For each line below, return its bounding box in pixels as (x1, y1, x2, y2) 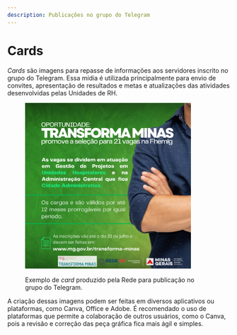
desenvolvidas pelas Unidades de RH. (7, 88, 118, 97)
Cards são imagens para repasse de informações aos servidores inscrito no (7, 66, 229, 74)
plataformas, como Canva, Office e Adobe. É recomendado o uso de (7, 304, 207, 312)
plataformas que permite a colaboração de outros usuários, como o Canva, (7, 312, 226, 320)
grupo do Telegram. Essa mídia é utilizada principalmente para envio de (7, 74, 216, 82)
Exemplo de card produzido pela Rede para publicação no (25, 276, 195, 284)
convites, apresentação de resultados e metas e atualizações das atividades (7, 81, 230, 90)
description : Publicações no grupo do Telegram (7, 11, 151, 18)
